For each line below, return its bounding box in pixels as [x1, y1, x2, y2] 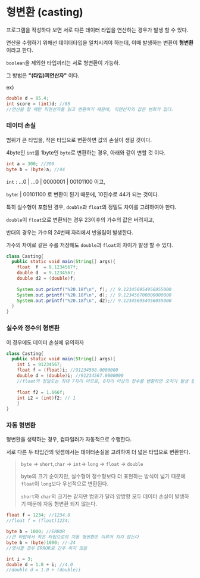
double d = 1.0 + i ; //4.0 [6, 561, 73, 567]
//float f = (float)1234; [6, 518, 70, 524]
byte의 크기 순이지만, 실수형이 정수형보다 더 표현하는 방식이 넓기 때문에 [20, 472, 186, 480]
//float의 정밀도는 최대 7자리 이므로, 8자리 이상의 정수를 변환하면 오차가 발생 [17, 378, 189, 384]
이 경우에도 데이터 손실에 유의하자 [6, 338, 85, 346]
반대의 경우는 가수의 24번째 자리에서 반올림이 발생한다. [6, 228, 134, 236]
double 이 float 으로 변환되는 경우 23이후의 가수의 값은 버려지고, [6, 216, 155, 223]
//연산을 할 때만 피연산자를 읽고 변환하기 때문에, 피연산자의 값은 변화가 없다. [6, 106, 174, 112]
